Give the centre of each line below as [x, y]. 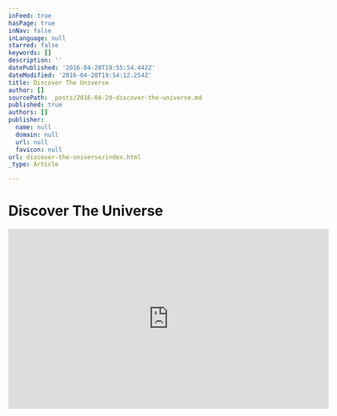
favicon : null [39, 150]
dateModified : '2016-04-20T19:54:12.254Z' [80, 75]
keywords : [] [30, 53]
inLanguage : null [37, 38]
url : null [32, 142]
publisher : [26, 120]
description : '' [35, 61]
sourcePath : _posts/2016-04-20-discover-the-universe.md [105, 98]
